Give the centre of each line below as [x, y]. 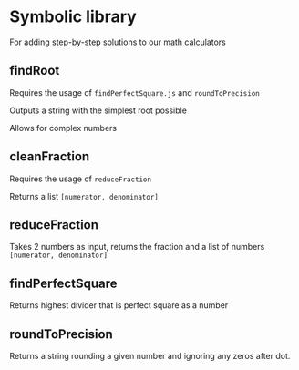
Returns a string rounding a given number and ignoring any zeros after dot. [150, 356]
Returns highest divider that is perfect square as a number [119, 305]
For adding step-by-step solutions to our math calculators [118, 42]
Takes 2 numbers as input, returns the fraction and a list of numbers [137, 247]
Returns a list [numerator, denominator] [84, 196]
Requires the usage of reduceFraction [81, 179]
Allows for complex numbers [63, 128]
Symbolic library [73, 17]
